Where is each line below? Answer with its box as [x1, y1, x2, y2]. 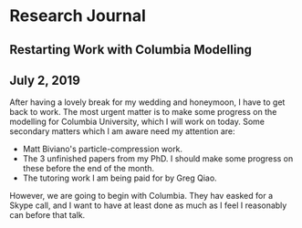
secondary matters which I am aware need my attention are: [9, 126, 235, 137]
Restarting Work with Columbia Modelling [9, 42, 253, 57]
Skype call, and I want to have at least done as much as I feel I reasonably [9, 200, 287, 211]
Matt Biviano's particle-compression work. [22, 143, 183, 155]
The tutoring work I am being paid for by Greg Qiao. [22, 172, 217, 183]
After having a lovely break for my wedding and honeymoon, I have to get [9, 97, 286, 108]
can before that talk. [9, 210, 86, 221]
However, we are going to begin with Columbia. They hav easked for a [9, 191, 274, 202]
